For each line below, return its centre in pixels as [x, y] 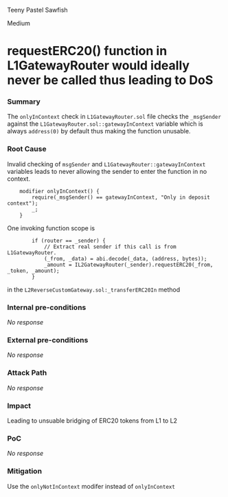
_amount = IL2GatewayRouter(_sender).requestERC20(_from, [128, 265]
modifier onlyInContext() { [59, 191]
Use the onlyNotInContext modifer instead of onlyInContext [91, 486]
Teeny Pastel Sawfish [37, 10]
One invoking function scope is [51, 228]
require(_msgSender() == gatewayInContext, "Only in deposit [121, 197]
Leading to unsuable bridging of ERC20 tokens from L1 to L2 [92, 420]
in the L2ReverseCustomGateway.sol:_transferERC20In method [94, 289]
